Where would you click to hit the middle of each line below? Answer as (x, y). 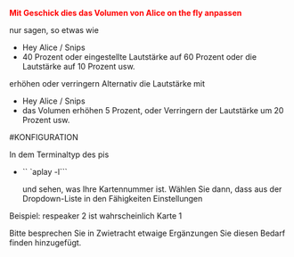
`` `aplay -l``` (45, 172)
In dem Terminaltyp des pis (59, 154)
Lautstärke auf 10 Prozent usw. (78, 66)
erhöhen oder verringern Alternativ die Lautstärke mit (107, 83)
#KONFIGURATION (44, 137)
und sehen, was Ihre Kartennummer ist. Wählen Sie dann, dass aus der (152, 189)
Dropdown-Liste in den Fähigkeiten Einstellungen (112, 199)
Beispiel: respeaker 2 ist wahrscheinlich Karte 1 (96, 216)
